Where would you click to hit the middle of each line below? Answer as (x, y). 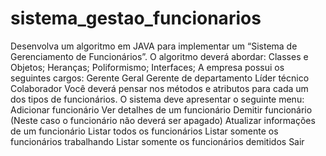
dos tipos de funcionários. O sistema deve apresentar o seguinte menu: (157, 99)
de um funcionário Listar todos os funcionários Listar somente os (144, 131)
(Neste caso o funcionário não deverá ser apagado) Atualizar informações (163, 120)
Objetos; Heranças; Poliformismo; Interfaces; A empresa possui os (147, 67)
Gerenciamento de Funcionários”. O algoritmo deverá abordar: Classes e (159, 56)
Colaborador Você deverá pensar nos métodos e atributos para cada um (159, 88)
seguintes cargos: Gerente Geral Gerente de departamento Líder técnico (160, 78)
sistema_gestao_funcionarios (136, 18)
